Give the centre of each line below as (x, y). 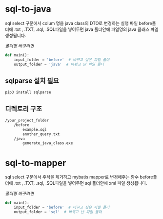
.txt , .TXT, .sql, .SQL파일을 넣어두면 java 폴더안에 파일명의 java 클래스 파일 (86, 29)
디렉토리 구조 (24, 109)
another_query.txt (41, 134)
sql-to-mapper (36, 163)
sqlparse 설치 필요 (32, 81)
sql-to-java (28, 9)
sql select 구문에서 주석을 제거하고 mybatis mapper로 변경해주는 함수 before (79, 177)
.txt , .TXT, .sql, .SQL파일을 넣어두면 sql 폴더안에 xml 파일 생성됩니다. (81, 183)
